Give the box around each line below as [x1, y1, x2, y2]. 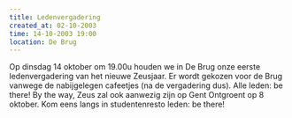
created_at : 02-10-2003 [9, 21, 97, 30]
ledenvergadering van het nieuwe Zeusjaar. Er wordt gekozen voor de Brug [9, 71, 283, 82]
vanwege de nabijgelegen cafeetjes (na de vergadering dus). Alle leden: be [9, 80, 283, 91]
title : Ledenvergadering [9, 12, 101, 22]
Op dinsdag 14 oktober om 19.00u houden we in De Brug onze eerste [9, 62, 261, 72]
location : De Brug [9, 37, 77, 47]
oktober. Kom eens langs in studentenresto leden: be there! [9, 99, 226, 110]
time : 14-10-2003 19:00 [9, 29, 97, 38]
